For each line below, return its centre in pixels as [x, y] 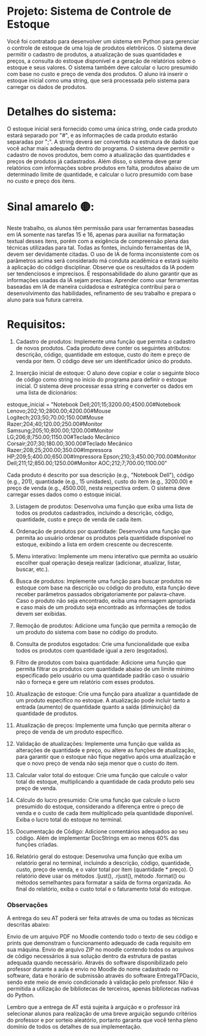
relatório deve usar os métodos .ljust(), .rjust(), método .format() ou [100, 876]
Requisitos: [36, 324]
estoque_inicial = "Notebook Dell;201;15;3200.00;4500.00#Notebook [94, 404]
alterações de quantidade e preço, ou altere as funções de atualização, [105, 750]
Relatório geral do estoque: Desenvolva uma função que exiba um [99, 856]
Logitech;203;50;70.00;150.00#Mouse [55, 417]
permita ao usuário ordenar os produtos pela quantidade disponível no [105, 537]
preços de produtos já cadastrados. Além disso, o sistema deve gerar [94, 161]
